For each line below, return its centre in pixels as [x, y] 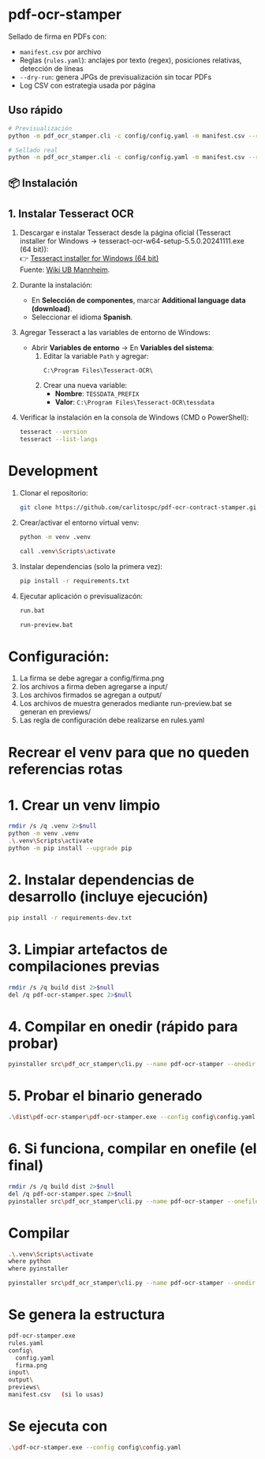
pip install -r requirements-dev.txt [70, 918]
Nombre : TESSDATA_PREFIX [97, 394]
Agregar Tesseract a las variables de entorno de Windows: [115, 333]
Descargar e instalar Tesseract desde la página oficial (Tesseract [125, 233]
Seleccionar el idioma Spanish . [82, 317]
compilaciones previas [84, 966]
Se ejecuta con [58, 1426]
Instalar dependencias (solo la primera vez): [91, 566]
